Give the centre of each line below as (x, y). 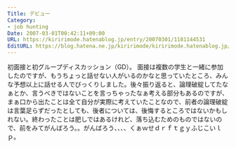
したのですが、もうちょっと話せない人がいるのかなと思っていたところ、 (112, 75)
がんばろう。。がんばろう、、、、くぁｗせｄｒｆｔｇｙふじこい (130, 128)
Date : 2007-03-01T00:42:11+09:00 (56, 33)
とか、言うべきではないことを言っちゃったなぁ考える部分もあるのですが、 (121, 93)
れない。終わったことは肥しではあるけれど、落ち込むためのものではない (112, 119)
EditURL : (20, 46)
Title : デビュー (29, 14)
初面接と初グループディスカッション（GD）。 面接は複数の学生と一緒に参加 (115, 67)
